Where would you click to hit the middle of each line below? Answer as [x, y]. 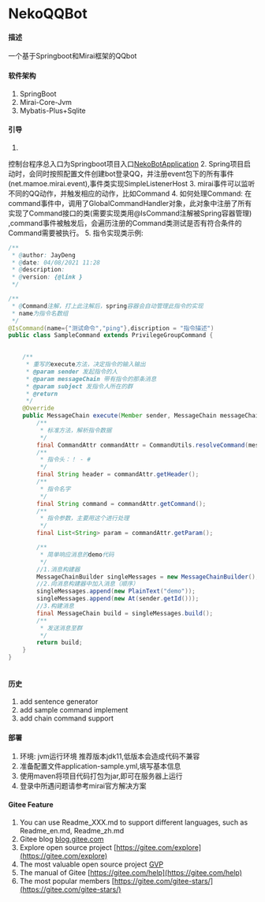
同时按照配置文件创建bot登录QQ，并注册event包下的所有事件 [134, 174]
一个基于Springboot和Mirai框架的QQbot [73, 56]
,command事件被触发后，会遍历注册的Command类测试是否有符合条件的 [125, 223]
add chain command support [67, 718]
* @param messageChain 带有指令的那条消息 [91, 379]
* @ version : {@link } [47, 277]
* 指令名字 [55, 489]
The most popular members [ [67, 881]
